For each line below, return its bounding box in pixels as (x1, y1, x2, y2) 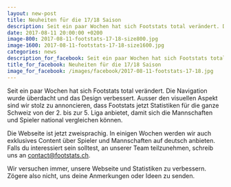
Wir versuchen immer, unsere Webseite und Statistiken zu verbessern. (7, 164, 207, 173)
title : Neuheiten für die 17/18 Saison (7, 16, 122, 23)
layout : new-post (7, 10, 57, 17)
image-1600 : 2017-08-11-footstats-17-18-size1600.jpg (7, 42, 165, 49)
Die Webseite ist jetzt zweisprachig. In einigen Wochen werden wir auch (7, 129, 212, 137)
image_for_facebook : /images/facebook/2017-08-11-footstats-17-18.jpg (7, 67, 214, 74)
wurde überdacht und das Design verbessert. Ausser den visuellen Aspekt (7, 93, 218, 102)
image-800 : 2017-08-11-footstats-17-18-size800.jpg (7, 36, 158, 43)
